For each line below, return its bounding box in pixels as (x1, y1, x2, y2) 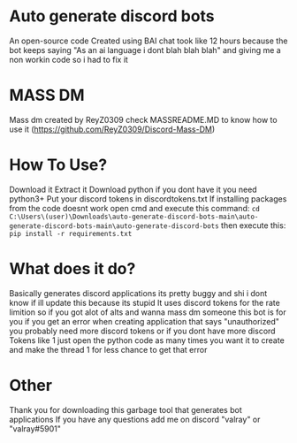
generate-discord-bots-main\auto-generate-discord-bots (9, 221, 219, 231)
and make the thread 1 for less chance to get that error (9, 344, 208, 355)
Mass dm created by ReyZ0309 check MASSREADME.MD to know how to (9, 114, 278, 125)
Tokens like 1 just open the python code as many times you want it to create (9, 334, 285, 346)
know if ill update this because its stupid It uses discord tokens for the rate (9, 297, 280, 308)
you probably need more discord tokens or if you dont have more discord (9, 325, 276, 336)
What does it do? (9, 259, 136, 279)
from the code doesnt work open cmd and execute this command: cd (9, 202, 261, 213)
